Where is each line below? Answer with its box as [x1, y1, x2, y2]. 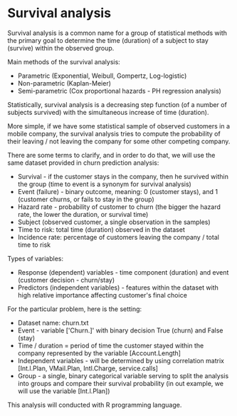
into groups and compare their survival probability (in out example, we [17, 379, 224, 387]
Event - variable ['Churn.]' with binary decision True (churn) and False [17, 326, 223, 335]
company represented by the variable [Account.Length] [17, 348, 181, 357]
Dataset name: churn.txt [17, 318, 89, 327]
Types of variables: [7, 254, 64, 263]
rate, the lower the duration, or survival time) [17, 210, 149, 218]
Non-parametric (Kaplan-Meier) [17, 78, 112, 87]
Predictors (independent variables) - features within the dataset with [17, 283, 218, 292]
